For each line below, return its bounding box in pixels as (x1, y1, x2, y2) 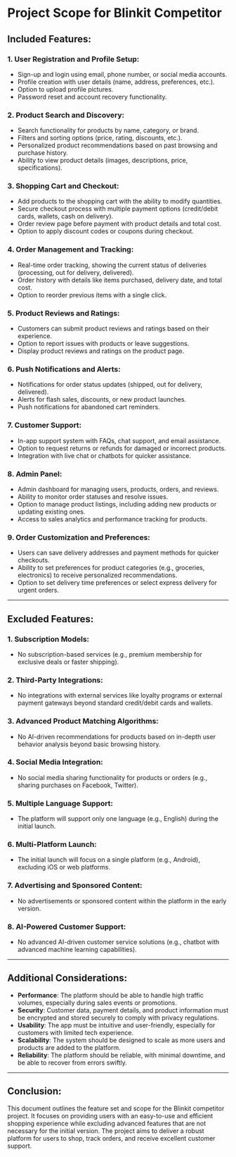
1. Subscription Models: (7, 634, 90, 644)
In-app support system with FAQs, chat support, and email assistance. (17, 436, 221, 445)
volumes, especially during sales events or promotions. (17, 998, 178, 1007)
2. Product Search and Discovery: (7, 110, 125, 120)
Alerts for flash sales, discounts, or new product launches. (17, 395, 187, 404)
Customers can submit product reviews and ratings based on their (17, 324, 209, 333)
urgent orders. (17, 586, 60, 595)
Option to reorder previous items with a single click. (17, 290, 167, 299)
